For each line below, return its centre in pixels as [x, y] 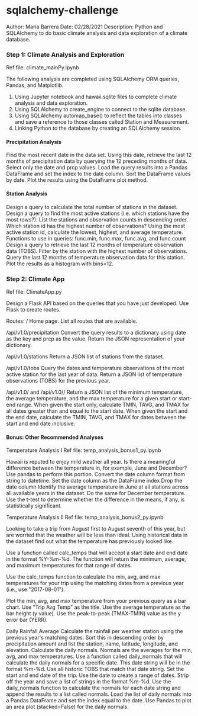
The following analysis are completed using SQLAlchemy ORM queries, [92, 79]
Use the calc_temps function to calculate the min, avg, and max [83, 577]
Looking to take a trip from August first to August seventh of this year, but [96, 529]
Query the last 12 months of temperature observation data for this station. [95, 257]
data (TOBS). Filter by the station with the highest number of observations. [97, 251]
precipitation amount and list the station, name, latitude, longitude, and [92, 644]
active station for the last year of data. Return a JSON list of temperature [94, 374]
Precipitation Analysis [34, 142]
